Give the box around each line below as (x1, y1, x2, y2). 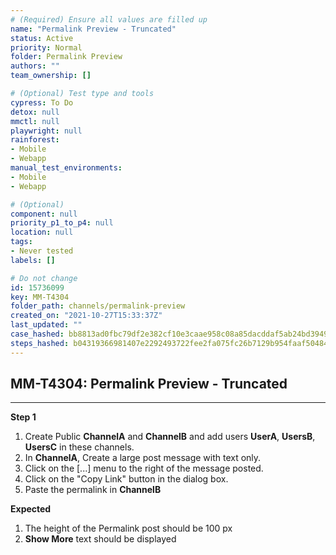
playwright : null (10, 126, 83, 136)
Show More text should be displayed (24, 533, 177, 545)
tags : (10, 237, 33, 247)
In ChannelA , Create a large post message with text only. (24, 452, 262, 464)
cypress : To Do (10, 97, 74, 108)
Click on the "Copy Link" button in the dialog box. (24, 473, 229, 485)
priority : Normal (10, 42, 83, 53)
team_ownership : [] (10, 71, 92, 81)
